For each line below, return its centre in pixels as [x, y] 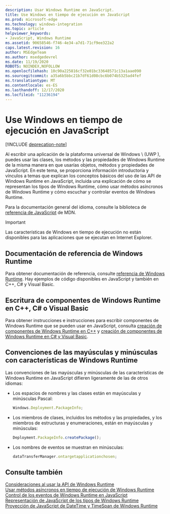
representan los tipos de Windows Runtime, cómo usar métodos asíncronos [84, 187]
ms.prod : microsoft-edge [31, 19]
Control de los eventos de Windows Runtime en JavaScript [67, 495]
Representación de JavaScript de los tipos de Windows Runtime [72, 501]
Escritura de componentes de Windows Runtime [83, 300]
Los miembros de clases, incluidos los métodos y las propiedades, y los [87, 417]
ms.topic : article [25, 29]
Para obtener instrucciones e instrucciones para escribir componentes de [82, 320]
